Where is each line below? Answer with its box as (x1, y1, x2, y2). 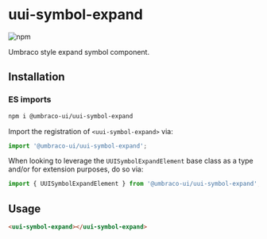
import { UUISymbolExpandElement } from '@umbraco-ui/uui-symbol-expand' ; (8, 180, 261, 188)
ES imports (8, 94, 52, 105)
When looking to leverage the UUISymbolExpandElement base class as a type (8, 156, 254, 166)
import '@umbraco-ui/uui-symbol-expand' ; (8, 141, 148, 150)
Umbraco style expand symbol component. (8, 47, 149, 56)
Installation (8, 70, 65, 84)
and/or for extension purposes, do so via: (8, 164, 144, 174)
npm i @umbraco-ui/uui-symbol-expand (8, 112, 133, 120)
